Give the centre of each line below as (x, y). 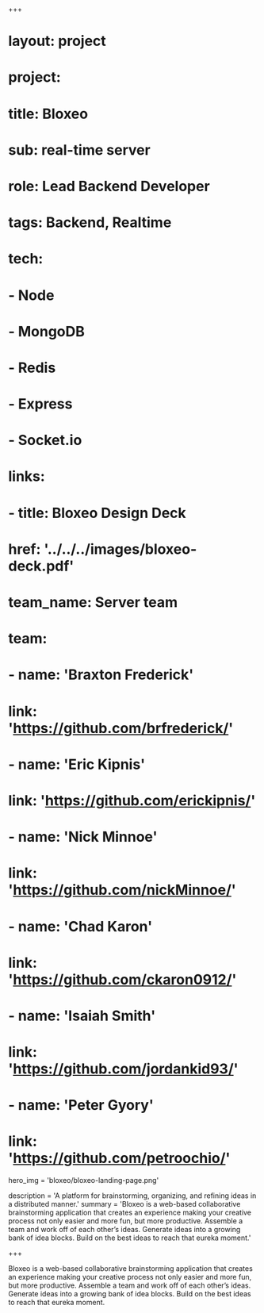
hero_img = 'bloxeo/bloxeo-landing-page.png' (84, 1181)
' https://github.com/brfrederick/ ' (121, 728)
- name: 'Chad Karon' (80, 926)
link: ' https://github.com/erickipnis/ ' (132, 800)
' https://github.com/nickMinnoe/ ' (122, 890)
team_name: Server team (93, 602)
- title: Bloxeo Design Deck (97, 513)
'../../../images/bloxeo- (120, 549)
